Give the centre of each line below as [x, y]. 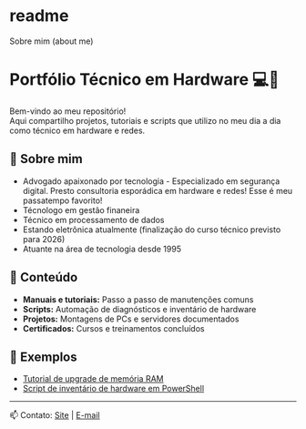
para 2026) [44, 239]
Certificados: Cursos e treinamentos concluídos [113, 328]
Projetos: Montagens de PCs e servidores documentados [131, 319]
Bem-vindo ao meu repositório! [68, 111]
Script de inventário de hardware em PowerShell [113, 389]
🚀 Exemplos [43, 357]
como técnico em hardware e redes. [77, 130]
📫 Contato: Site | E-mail [55, 415]
